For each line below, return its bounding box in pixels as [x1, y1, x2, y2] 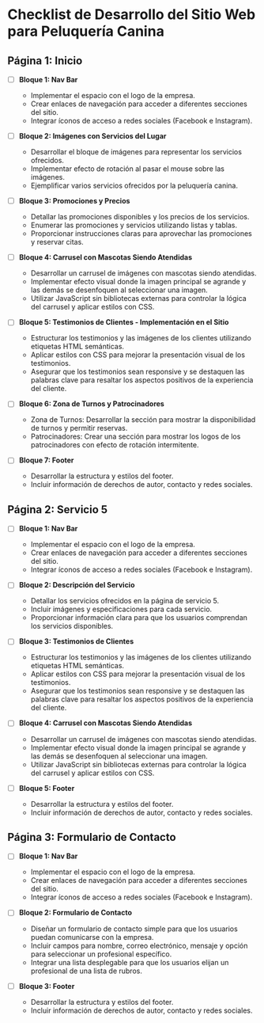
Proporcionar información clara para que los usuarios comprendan [30, 613, 248, 622]
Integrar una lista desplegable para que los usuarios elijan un [30, 957, 229, 967]
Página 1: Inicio [7, 54, 83, 67]
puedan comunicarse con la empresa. [30, 932, 154, 941]
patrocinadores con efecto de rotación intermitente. [30, 440, 199, 450]
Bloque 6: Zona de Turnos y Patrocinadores [18, 399, 165, 409]
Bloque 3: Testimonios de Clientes [18, 637, 134, 646]
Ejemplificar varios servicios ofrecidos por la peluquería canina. [30, 181, 239, 191]
